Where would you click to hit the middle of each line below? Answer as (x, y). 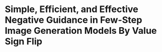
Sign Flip (24, 42)
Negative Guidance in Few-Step (74, 20)
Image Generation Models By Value (81, 31)
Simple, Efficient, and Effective (72, 9)
